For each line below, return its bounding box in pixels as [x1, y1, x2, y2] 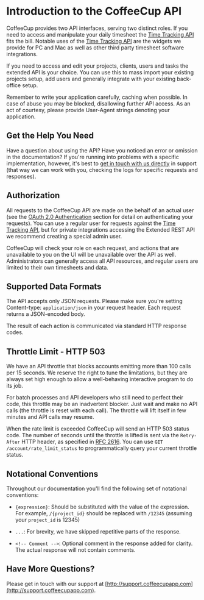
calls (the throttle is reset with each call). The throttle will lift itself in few [6, 407, 187, 414]
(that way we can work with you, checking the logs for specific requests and [6, 166, 198, 173]
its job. [6, 382, 23, 390]
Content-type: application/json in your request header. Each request [6, 304, 181, 312]
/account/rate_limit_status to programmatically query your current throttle [6, 445, 197, 452]
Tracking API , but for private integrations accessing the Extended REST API [6, 226, 195, 233]
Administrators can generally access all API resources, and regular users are [6, 257, 199, 265]
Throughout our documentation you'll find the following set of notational [6, 485, 187, 492]
